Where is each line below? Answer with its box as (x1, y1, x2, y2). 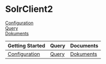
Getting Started (7, 42, 45, 49)
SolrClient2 (5, 3, 53, 15)
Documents (69, 42, 98, 49)
